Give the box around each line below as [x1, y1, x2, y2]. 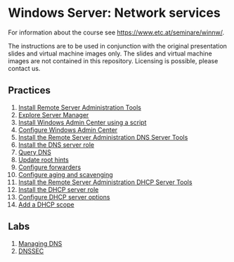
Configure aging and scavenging [18, 170, 113, 178]
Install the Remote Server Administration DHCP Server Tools [18, 178, 193, 186]
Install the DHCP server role [18, 185, 99, 194]
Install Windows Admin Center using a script [18, 118, 147, 126]
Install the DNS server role [18, 140, 94, 149]
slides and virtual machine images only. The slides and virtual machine [8, 49, 213, 58]
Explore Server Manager [18, 110, 89, 119]
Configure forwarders [18, 163, 82, 171]
